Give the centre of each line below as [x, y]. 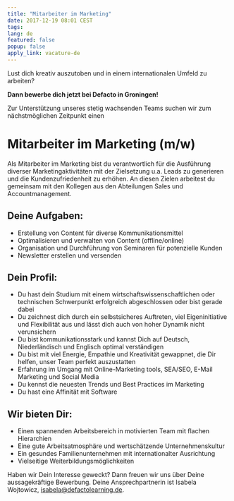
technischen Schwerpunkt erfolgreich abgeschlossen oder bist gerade [120, 302]
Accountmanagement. [39, 193]
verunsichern [37, 332]
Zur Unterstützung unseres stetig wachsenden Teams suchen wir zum [109, 108]
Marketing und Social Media [58, 377]
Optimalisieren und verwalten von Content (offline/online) [101, 240]
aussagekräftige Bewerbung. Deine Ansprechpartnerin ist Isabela [102, 482]
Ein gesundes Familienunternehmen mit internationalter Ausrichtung [116, 454]
